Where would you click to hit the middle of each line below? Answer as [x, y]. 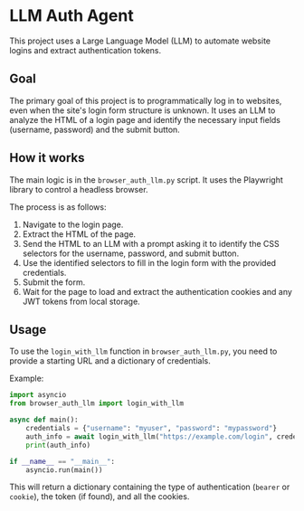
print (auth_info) [58, 445]
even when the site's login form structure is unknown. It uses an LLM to [142, 110]
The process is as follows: [58, 207]
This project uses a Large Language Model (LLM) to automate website [140, 41]
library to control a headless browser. [79, 189]
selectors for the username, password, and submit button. [131, 253]
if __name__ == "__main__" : [62, 461]
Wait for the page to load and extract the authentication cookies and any [157, 291]
